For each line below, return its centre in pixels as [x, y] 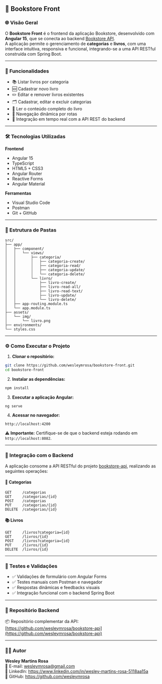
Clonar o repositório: [33, 356]
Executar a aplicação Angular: [43, 397]
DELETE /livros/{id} [27, 550]
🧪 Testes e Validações [31, 566]
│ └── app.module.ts [28, 308]
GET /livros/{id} [27, 537]
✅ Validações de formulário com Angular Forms [59, 576]
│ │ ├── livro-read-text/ [44, 291]
